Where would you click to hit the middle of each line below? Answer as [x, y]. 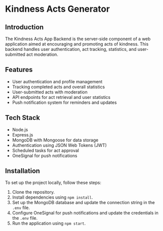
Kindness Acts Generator [58, 9]
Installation [23, 171]
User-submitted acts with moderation [50, 92]
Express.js [23, 135]
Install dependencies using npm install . [52, 197]
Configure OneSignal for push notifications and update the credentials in [85, 213]
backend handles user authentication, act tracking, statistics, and [71, 49]
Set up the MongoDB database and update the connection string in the [83, 203]
